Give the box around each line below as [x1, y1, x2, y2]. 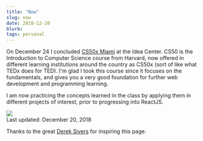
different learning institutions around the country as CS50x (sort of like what [6, 61, 197, 68]
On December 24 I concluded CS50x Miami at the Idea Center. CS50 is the [6, 48, 193, 55]
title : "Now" [6, 8, 40, 15]
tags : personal [6, 31, 45, 38]
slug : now [6, 15, 32, 21]
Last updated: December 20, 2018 [6, 116, 92, 123]
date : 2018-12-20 [6, 20, 50, 26]
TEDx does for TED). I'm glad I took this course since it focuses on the [6, 67, 182, 74]
